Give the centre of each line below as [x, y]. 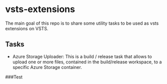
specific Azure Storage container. [47, 67]
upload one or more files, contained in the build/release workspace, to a [87, 62]
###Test [14, 77]
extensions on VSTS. [27, 28]
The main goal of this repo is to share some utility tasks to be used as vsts [82, 23]
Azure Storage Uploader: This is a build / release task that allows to [82, 56]
